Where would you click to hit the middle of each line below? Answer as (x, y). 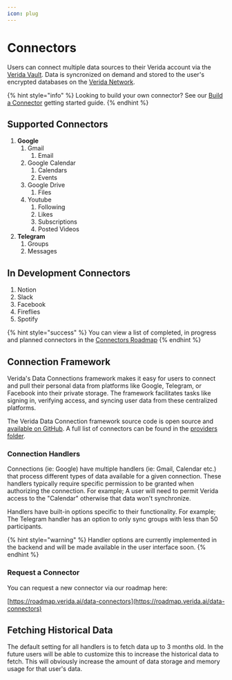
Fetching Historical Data (60, 630)
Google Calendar (51, 163)
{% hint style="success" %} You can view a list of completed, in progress (112, 332)
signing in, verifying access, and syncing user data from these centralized (112, 400)
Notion (27, 290)
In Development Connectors (69, 273)
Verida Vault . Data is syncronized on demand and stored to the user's (106, 74)
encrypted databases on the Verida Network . (71, 82)
